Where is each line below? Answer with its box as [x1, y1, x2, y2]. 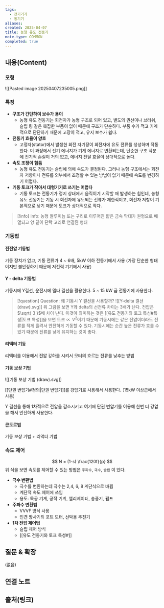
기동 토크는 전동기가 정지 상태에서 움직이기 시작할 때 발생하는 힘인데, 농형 [19, 190, 160, 196]
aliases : [5, 21, 23, 26]
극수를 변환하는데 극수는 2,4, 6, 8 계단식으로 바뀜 [19, 483, 114, 489]
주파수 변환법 [12, 501, 38, 507]
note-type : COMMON [5, 35, 43, 40]
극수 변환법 [12, 477, 33, 483]
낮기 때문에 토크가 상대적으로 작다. [36, 203, 102, 209]
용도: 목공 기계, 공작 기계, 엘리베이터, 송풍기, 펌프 [19, 495, 114, 501]
